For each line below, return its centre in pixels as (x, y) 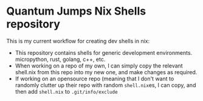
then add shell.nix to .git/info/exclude (66, 91)
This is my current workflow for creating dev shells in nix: (78, 41)
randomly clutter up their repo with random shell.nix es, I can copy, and (105, 85)
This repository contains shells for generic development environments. (104, 52)
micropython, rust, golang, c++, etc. (60, 59)
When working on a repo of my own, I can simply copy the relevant (99, 66)
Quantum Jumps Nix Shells (76, 11)
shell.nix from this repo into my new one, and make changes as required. (106, 72)
